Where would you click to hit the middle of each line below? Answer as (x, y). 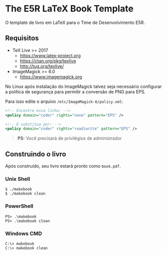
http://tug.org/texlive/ (42, 66)
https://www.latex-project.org (50, 55)
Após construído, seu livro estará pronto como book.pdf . (63, 166)
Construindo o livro (36, 154)
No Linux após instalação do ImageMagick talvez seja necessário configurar (83, 86)
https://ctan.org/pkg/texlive (48, 61)
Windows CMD (24, 234)
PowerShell (19, 206)
